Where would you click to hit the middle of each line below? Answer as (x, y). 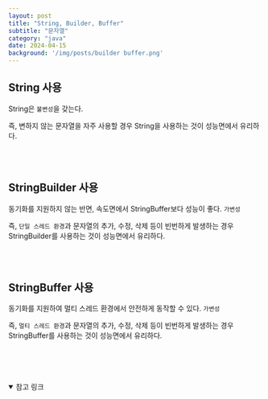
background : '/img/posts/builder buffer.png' (86, 53)
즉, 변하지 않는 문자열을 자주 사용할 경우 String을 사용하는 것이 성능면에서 (124, 125)
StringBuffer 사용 (51, 288)
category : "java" (37, 38)
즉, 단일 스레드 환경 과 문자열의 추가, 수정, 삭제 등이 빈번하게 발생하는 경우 (121, 225)
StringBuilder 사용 (54, 188)
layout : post (30, 16)
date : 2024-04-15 (37, 46)
